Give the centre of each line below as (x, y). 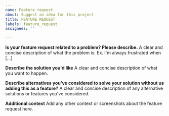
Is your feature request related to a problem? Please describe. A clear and (84, 47)
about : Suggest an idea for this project (50, 15)
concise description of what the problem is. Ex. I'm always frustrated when (83, 53)
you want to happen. (27, 73)
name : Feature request (29, 10)
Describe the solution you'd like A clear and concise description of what (81, 68)
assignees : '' (20, 29)
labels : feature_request (31, 24)
